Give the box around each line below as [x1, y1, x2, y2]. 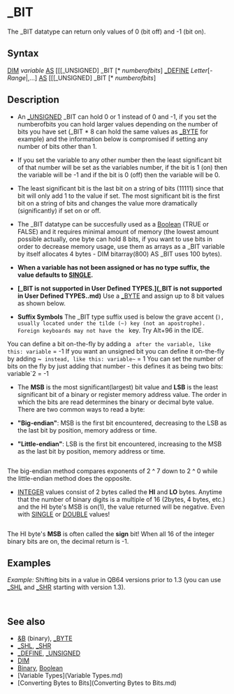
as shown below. [17, 298, 66, 308]
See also [7, 616, 45, 628]
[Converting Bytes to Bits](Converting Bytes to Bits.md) [17, 679, 177, 687]
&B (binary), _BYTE [17, 634, 73, 643]
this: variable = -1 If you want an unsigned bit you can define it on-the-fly [7, 347, 225, 355]
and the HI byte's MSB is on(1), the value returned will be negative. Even [17, 503, 225, 511]
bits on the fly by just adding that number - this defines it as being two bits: [7, 361, 224, 370]
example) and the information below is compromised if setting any [17, 134, 208, 143]
